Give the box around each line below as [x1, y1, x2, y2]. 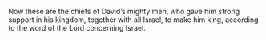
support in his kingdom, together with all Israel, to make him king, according [8, 15, 259, 24]
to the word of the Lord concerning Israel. [8, 24, 146, 32]
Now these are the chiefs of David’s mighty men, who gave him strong [8, 7, 240, 16]
